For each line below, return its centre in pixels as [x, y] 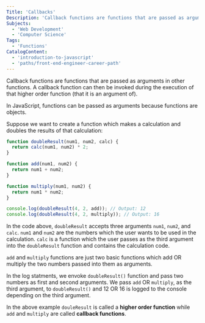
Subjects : [19, 23]
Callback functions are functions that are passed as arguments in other [95, 81]
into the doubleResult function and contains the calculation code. [88, 246]
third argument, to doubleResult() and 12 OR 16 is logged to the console [97, 289]
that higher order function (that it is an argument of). [72, 94]
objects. [16, 112]
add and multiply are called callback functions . [66, 314]
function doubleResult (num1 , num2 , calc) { [63, 141]
